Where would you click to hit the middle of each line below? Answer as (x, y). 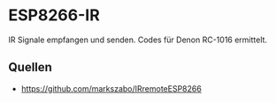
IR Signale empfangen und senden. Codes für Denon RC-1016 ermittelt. (138, 40)
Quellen (30, 67)
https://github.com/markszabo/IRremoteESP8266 (111, 88)
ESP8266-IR (54, 15)
